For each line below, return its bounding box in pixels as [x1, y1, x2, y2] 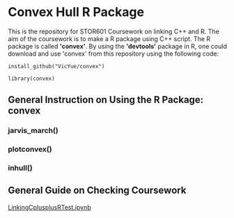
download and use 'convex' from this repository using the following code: [8, 49, 219, 58]
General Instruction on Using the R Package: [8, 94, 204, 106]
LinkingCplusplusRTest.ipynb [8, 203, 91, 211]
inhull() [8, 163, 33, 173]
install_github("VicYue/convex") [8, 63, 105, 70]
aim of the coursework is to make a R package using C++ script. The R [8, 34, 211, 42]
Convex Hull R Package [8, 4, 145, 20]
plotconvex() [8, 144, 52, 154]
